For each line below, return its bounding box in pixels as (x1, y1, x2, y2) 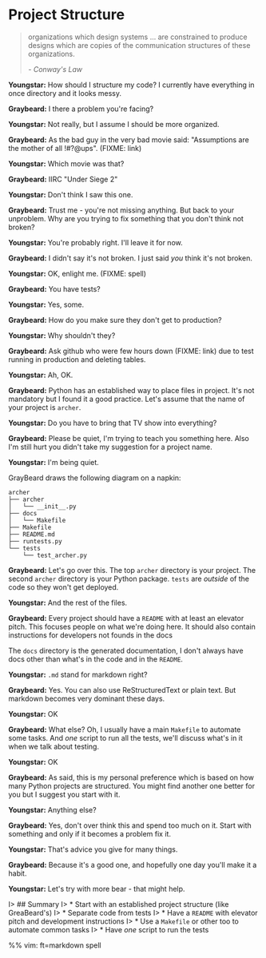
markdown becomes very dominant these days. (8, 694, 165, 703)
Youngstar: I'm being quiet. (8, 457, 100, 467)
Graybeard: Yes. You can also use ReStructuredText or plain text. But (8, 685, 236, 694)
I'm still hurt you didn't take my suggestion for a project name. (8, 442, 213, 451)
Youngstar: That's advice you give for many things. (8, 845, 178, 854)
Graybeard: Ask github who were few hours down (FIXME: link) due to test (8, 346, 254, 356)
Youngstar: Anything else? (8, 805, 97, 814)
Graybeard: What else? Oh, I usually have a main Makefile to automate (8, 725, 241, 734)
